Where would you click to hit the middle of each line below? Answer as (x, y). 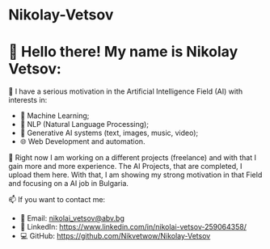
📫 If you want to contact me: (57, 200)
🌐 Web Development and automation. (82, 141)
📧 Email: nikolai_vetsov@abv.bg (72, 218)
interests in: (28, 100)
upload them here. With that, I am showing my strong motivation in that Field (135, 175)
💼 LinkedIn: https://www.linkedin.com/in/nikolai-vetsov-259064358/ (133, 227)
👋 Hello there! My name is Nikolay (123, 52)
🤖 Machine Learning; (55, 116)
